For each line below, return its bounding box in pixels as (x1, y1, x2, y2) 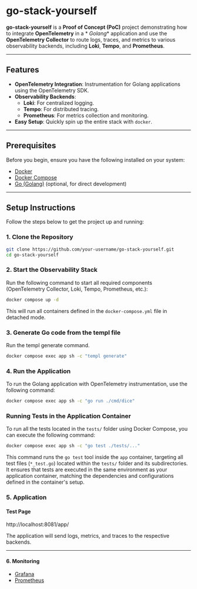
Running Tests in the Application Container (6, 412, 131, 420)
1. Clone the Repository (6, 233, 73, 241)
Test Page (6, 508, 31, 515)
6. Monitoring (6, 557, 40, 564)
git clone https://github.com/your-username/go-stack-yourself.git (6, 246, 175, 252)
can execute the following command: (6, 431, 96, 439)
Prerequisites (6, 141, 56, 151)
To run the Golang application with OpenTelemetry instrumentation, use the (6, 381, 188, 388)
